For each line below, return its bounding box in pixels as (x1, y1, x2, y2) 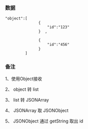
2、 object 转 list (5, 86, 39, 92)
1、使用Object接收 (5, 76, 43, 82)
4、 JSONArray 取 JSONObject (5, 107, 69, 113)
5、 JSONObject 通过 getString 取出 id (5, 118, 84, 124)
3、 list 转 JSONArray (5, 97, 49, 103)
